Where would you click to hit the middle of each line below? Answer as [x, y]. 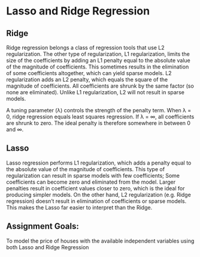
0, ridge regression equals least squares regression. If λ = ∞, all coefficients [100, 116]
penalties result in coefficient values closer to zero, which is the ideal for [96, 188]
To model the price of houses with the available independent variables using [100, 241]
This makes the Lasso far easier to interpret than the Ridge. [79, 207]
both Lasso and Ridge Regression [48, 247]
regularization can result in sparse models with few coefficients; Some [93, 175]
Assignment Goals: [43, 226]
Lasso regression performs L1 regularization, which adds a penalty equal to [99, 163]
